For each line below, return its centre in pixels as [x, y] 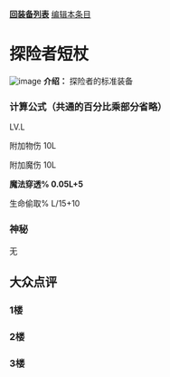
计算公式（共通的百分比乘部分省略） [88, 106]
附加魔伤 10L [33, 165]
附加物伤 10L [33, 146]
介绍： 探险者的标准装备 [89, 81]
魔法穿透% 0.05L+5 [47, 184]
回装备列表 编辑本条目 [50, 14]
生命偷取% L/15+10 [45, 204]
